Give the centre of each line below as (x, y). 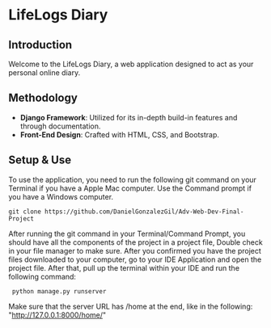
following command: (42, 276)
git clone (25, 212)
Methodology (43, 98)
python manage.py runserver (59, 291)
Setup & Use (40, 160)
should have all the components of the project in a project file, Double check (135, 242)
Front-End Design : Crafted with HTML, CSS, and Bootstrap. (120, 134)
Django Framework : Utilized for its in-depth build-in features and (129, 117)
